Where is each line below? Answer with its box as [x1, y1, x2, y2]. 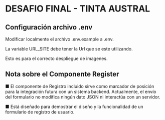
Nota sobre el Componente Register [5, 70, 119, 78]
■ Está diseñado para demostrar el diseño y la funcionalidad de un [5, 103, 144, 109]
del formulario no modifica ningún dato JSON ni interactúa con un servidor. [5, 93, 160, 100]
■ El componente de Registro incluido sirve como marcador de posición [5, 83, 154, 89]
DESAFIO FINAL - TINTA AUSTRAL [5, 3, 150, 14]
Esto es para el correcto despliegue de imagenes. [5, 55, 108, 61]
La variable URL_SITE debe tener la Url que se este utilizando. [5, 46, 133, 51]
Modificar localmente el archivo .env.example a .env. [5, 36, 114, 42]
